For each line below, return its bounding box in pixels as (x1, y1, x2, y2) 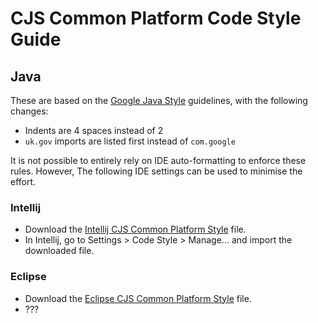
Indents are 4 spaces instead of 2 (24, 125, 164, 136)
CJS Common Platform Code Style (10, 7, 302, 30)
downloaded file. (24, 245, 95, 257)
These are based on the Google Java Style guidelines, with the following (10, 95, 308, 106)
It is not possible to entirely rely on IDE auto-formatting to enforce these (10, 155, 307, 166)
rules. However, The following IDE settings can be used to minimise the (10, 165, 303, 177)
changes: (10, 105, 49, 117)
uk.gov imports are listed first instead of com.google (24, 135, 236, 147)
